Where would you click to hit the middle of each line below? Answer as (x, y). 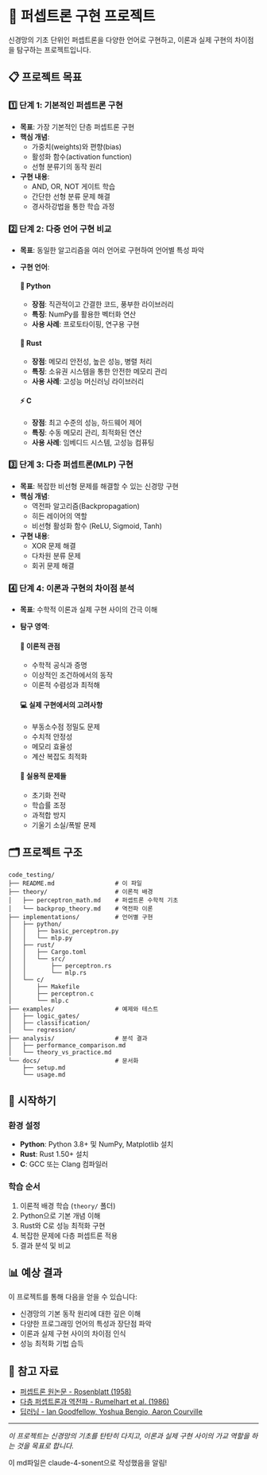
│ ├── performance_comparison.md (67, 1045)
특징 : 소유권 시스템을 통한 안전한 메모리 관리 (99, 371)
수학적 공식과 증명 (59, 666)
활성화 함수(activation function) (82, 157)
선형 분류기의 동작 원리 (67, 166)
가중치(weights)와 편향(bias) (76, 146)
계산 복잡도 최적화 (59, 756)
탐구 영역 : (35, 627)
